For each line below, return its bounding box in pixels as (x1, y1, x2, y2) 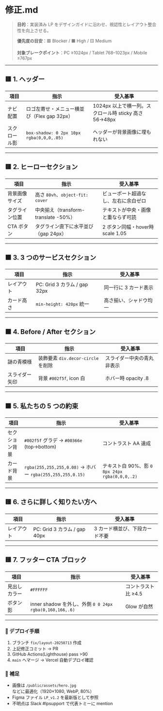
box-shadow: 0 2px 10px (26, 130, 81, 135)
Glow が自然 (125, 603, 153, 610)
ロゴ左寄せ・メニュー (26, 105, 75, 112)
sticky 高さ (118, 110, 143, 116)
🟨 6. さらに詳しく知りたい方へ (5, 498, 97, 506)
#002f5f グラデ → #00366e (24, 437, 82, 444)
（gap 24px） (35, 230, 67, 237)
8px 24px (102, 469, 123, 474)
